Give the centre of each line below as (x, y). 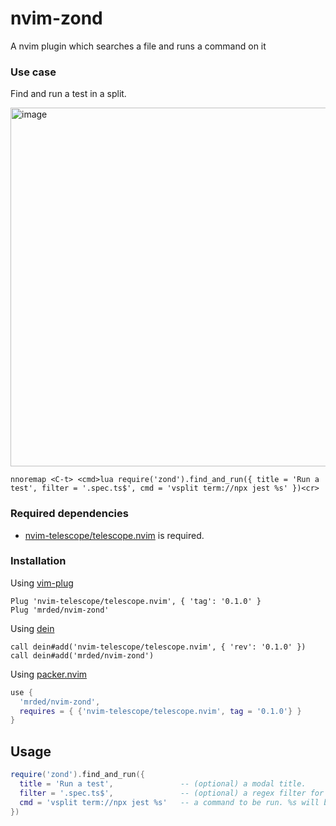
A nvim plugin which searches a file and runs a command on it (138, 46)
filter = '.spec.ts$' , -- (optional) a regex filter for (172, 793)
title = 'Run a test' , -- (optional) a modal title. (163, 784)
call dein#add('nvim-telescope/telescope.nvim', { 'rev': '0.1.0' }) (158, 647)
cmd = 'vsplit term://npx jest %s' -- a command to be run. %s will (169, 802)
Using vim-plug (42, 583)
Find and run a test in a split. (68, 94)
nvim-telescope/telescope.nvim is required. (114, 535)
